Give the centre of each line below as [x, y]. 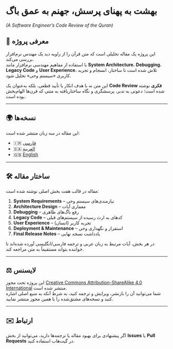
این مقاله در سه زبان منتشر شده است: [43, 133]
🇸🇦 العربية [24, 148]
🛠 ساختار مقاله [28, 176]
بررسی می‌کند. [20, 59]
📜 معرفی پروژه [27, 41]
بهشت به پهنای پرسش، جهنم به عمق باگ [82, 11]
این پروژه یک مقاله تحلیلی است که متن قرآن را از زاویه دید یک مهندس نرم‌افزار [81, 53]
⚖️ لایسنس [21, 270]
